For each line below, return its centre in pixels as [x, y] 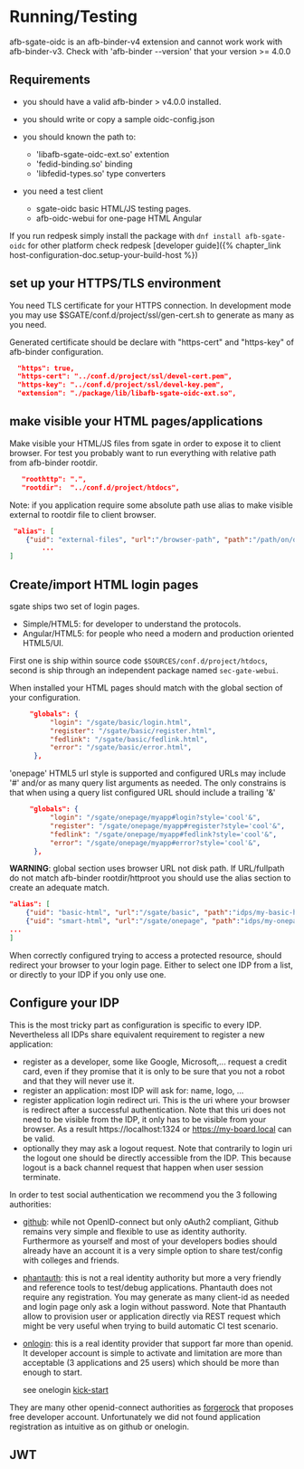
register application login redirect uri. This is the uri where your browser [156, 1100]
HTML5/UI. [43, 643]
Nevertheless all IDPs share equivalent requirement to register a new [137, 1035]
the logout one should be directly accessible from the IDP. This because [157, 1158]
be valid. [38, 1139]
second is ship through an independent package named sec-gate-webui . [144, 670]
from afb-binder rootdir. [53, 463]
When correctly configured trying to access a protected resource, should [146, 955]
